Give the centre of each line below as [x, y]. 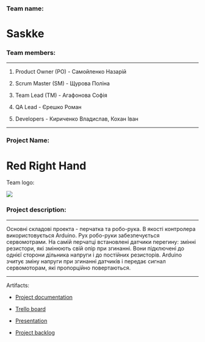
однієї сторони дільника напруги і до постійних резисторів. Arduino [94, 255]
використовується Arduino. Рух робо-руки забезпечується [83, 235]
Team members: [31, 53]
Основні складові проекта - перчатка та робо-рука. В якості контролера [101, 229]
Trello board [30, 308]
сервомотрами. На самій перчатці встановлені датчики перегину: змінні [101, 241]
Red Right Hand [46, 166]
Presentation [31, 321]
